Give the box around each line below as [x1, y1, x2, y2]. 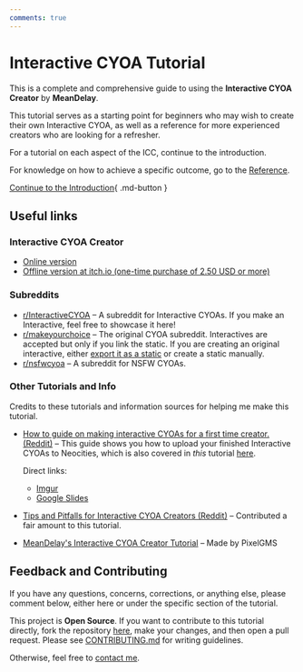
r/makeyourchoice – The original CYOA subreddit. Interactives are [22, 328, 268, 339]
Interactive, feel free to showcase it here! [22, 319, 177, 330]
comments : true [9, 13, 67, 23]
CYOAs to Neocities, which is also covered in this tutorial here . [22, 447, 257, 458]
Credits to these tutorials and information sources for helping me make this [9, 401, 289, 412]
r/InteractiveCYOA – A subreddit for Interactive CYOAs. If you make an [22, 309, 285, 320]
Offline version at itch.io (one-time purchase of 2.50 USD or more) [22, 266, 270, 277]
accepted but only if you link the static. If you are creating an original [22, 338, 279, 349]
